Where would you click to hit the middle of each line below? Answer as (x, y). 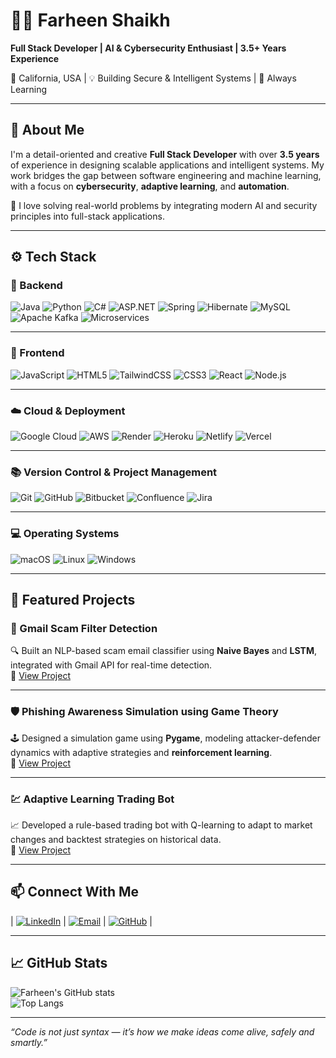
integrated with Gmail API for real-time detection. (111, 665)
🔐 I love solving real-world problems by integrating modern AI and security (164, 205)
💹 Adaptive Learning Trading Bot (92, 799)
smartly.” (29, 1042)
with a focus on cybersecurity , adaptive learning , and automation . (150, 186)
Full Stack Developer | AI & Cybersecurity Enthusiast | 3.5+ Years (148, 48)
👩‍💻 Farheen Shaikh (90, 20)
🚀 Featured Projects (73, 600)
